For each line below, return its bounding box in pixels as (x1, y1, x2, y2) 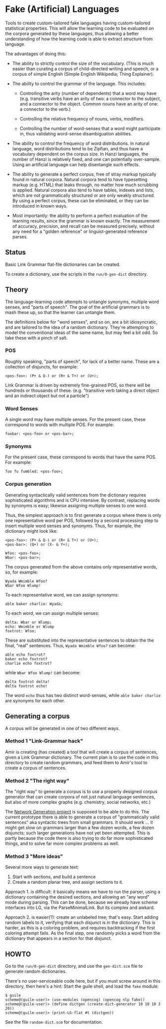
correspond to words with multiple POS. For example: (5, 422, 114, 428)
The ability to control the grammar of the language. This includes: (12, 81, 146, 87)
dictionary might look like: (5, 528, 58, 534)
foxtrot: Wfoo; (5, 628, 37, 633)
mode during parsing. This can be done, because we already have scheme (5, 900, 158, 906)
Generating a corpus (5, 712, 70, 720)
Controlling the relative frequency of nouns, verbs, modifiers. (19, 115, 145, 121)
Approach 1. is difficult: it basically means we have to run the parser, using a (5, 889, 161, 895)
